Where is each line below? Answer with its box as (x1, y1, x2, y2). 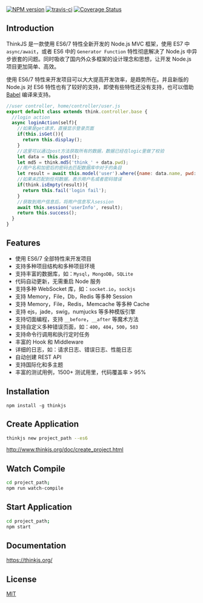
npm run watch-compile (6, 485, 64, 491)
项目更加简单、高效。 (6, 62, 59, 70)
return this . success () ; (17, 210, 78, 216)
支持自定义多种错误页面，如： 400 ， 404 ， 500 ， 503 (15, 323, 138, 330)
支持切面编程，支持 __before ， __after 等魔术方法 (15, 315, 139, 322)
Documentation (6, 540, 67, 551)
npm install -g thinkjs (6, 402, 67, 408)
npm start (6, 524, 32, 530)
